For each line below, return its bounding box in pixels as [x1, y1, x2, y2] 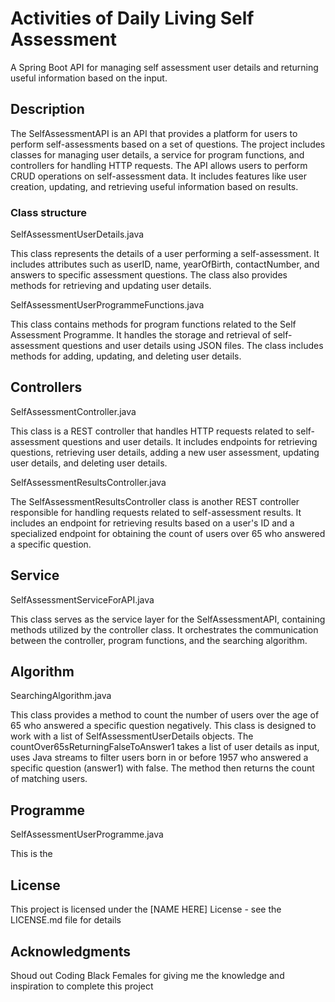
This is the [10, 848, 53, 860]
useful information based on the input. [10, 72, 168, 84]
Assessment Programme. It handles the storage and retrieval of [10, 329, 272, 341]
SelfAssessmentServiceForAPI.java [10, 593, 155, 606]
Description [10, 101, 85, 118]
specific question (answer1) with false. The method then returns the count [10, 762, 315, 774]
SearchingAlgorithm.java [10, 690, 112, 702]
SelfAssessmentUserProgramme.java [10, 828, 164, 841]
